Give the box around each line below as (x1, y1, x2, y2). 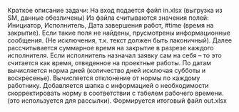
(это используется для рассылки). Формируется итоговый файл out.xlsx (7, 96, 227, 105)
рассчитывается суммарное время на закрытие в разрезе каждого (7, 44, 214, 52)
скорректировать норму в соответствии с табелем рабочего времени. (7, 89, 224, 97)
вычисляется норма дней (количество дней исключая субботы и (7, 67, 206, 74)
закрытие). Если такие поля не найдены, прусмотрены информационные (7, 28, 230, 37)
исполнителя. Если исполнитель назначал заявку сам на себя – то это (7, 51, 223, 60)
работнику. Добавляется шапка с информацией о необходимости (7, 82, 209, 89)
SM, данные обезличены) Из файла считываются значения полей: (7, 13, 209, 22)
